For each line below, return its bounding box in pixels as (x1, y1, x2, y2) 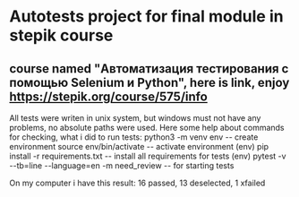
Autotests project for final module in (9, 6, 284, 27)
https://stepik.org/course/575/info (9, 89, 208, 104)
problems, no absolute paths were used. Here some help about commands (9, 123, 285, 133)
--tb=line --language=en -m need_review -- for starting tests (9, 160, 235, 171)
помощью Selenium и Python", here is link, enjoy (9, 74, 290, 90)
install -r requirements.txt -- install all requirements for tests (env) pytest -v (9, 150, 286, 161)
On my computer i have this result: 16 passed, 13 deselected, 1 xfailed (9, 177, 266, 188)
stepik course (9, 25, 114, 46)
